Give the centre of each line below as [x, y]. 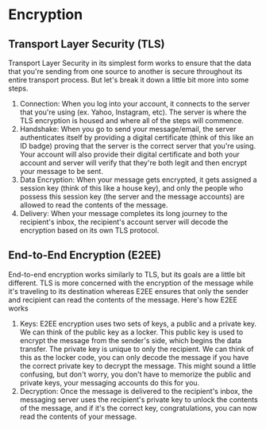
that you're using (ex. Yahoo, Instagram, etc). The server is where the [133, 112]
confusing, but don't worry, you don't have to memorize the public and [135, 374]
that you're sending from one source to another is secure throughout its [125, 71]
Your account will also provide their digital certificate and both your [129, 154]
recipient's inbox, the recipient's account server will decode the [124, 222]
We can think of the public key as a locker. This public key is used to [131, 332]
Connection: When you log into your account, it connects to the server [135, 104]
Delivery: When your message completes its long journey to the [123, 213]
